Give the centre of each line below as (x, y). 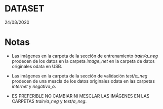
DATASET (25, 9)
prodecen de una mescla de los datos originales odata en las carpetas (83, 81)
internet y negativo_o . (34, 86)
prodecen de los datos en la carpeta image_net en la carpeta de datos (83, 61)
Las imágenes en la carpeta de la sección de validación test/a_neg (80, 76)
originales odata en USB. (37, 66)
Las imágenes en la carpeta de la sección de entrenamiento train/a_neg (85, 56)
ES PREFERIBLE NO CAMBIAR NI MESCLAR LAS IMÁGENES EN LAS (81, 96)
